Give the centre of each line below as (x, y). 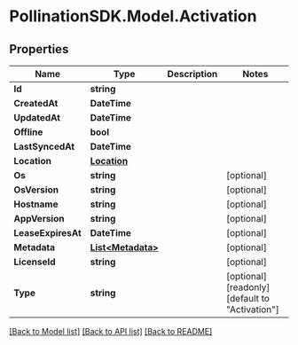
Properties (39, 49)
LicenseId (35, 262)
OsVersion (36, 190)
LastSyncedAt (44, 146)
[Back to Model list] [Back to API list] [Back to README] (111, 331)
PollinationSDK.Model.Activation (133, 16)
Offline (28, 132)
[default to (248, 298)
